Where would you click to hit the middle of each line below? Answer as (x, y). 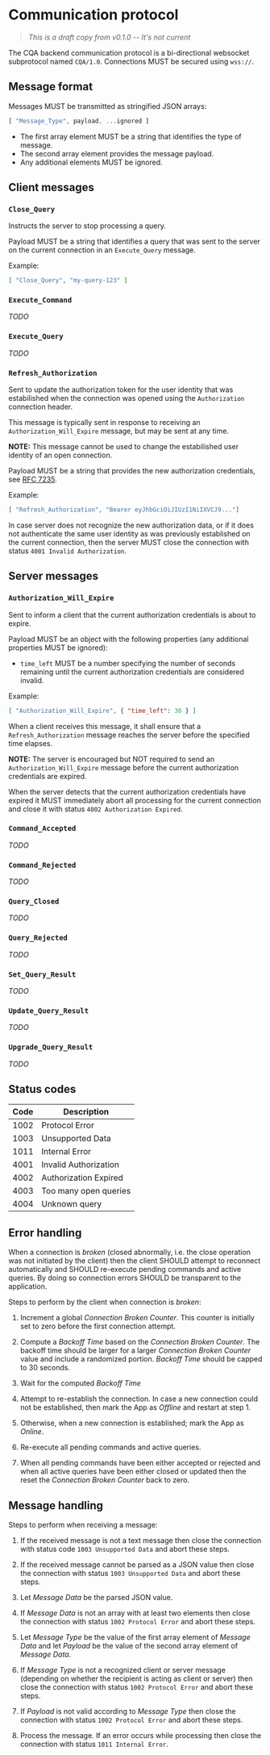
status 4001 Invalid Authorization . (68, 551)
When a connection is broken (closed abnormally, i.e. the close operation (130, 1253)
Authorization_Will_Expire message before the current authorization (124, 767)
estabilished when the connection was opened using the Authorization (127, 398)
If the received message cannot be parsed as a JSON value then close (137, 1565)
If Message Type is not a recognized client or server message (123, 1670)
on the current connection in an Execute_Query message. (102, 250)
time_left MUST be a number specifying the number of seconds (128, 663)
